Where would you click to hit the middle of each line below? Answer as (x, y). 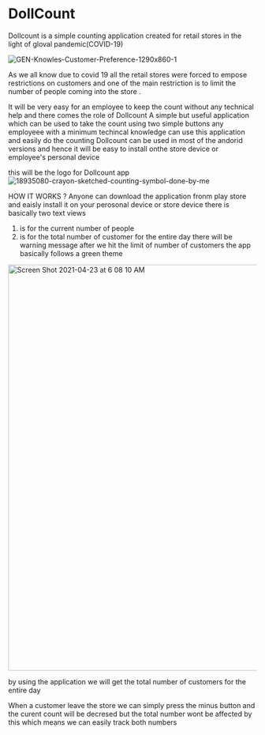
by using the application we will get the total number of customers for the (127, 681)
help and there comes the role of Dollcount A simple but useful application (129, 115)
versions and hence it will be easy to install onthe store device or (114, 149)
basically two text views (47, 213)
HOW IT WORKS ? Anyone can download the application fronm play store (127, 196)
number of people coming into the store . (75, 91)
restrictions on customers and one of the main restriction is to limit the (122, 83)
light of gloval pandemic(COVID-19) (66, 43)
